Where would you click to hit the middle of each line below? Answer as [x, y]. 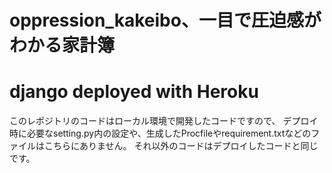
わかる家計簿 [62, 45]
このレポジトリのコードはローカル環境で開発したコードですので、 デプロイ [164, 121]
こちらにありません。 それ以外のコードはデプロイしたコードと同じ [181, 146]
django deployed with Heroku [134, 92]
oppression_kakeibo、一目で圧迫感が [165, 20]
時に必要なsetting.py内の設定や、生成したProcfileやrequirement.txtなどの [160, 133]
